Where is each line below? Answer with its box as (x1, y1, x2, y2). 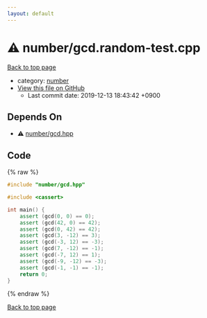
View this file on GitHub (17, 84, 85, 92)
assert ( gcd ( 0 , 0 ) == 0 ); (19, 213, 95, 220)
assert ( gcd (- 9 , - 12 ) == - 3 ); (19, 258, 108, 265)
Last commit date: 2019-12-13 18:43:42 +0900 (27, 91, 161, 99)
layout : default (7, 10, 54, 17)
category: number (17, 76, 69, 85)
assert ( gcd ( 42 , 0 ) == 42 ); (19, 219, 101, 226)
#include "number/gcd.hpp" (7, 182, 85, 188)
